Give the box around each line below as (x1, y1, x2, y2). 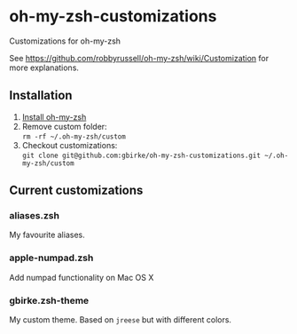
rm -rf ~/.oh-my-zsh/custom (21, 131, 126, 141)
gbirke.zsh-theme (9, 294, 90, 306)
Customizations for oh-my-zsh (9, 36, 121, 46)
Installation (9, 88, 73, 103)
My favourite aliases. (9, 229, 86, 241)
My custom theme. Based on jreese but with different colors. (9, 314, 232, 325)
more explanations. (9, 62, 80, 73)
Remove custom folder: (21, 121, 108, 131)
